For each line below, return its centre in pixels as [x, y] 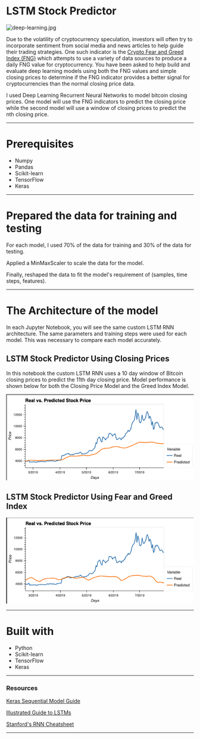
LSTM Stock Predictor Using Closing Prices [88, 359]
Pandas [24, 167]
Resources [22, 688]
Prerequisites [40, 144]
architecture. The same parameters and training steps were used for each [97, 334]
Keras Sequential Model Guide [43, 701]
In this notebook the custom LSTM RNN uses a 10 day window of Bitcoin [95, 373]
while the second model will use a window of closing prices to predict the [96, 108]
